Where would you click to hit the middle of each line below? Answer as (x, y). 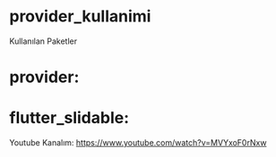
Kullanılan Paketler (43, 41)
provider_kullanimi (80, 17)
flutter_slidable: (69, 118)
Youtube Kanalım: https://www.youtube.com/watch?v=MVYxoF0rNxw (138, 143)
